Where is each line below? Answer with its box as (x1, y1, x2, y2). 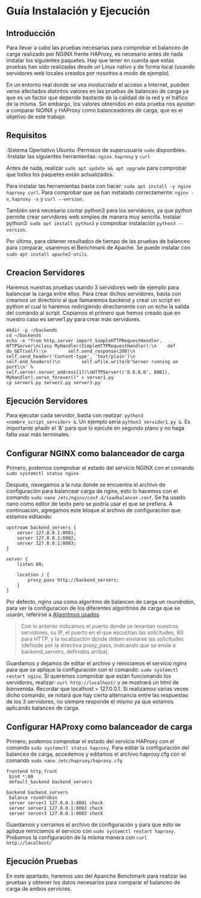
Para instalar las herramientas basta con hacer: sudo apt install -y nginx (6, 182, 191, 190)
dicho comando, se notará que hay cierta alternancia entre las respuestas (6, 692, 188, 699)
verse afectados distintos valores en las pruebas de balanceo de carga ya (6, 88, 189, 94)
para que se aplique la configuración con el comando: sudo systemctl (6, 666, 179, 673)
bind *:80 (8, 774, 34, 780)
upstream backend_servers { (6, 525, 77, 531)
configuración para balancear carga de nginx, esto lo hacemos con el (6, 487, 178, 495)
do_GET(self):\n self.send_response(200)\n (6, 348, 136, 354)
